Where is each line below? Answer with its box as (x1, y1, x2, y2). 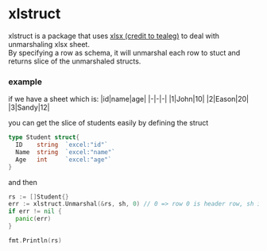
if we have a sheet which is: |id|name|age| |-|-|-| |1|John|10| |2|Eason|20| (8, 95, 249, 104)
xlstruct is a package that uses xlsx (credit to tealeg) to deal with (8, 31, 220, 41)
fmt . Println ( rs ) (8, 236, 62, 245)
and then (8, 177, 37, 187)
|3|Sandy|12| (8, 102, 50, 112)
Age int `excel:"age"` (15, 156, 112, 164)
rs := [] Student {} (8, 192, 69, 201)
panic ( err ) (15, 215, 52, 223)
